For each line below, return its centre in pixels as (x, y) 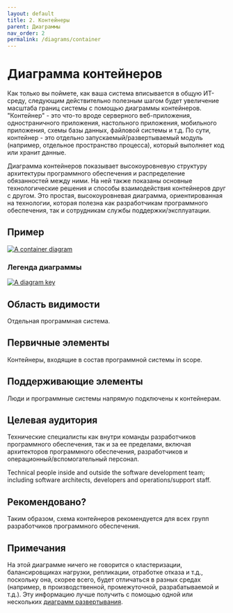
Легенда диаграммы (45, 267)
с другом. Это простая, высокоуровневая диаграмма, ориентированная (115, 196)
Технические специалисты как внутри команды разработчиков (102, 437)
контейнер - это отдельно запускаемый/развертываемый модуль (105, 138)
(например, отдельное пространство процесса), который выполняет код (116, 145)
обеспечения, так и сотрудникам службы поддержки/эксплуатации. (109, 210)
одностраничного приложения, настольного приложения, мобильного (112, 123)
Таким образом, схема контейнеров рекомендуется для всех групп (108, 519)
